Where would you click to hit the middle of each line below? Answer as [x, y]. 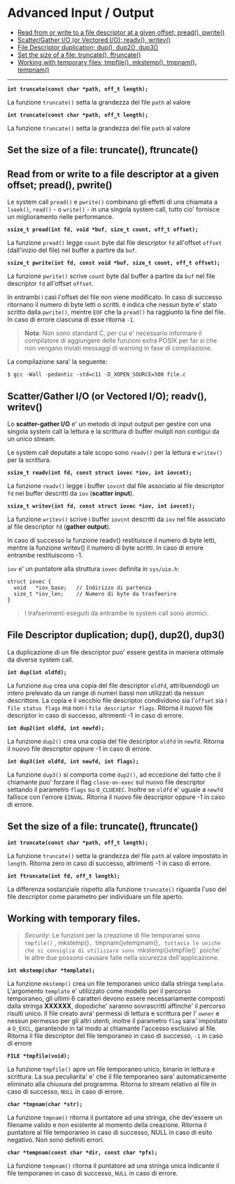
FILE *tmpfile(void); [39, 1056]
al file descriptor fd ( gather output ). [59, 526]
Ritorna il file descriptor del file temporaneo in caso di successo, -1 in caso [115, 1036]
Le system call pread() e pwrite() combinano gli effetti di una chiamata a [113, 202]
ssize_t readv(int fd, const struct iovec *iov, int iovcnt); [100, 473]
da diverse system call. [41, 659]
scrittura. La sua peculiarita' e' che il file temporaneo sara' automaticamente [117, 1077]
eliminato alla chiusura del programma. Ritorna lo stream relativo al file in [112, 1084]
